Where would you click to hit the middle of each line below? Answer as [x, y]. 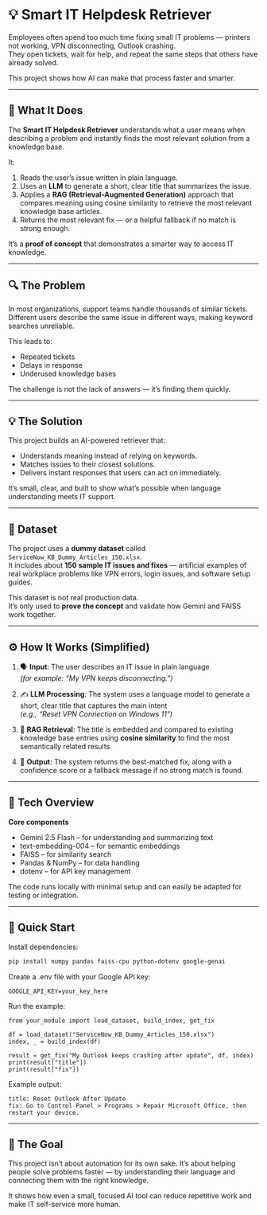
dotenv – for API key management [75, 871]
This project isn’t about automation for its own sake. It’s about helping [122, 1163]
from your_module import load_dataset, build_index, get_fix [112, 1021]
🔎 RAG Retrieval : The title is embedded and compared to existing [126, 729]
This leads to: [31, 341]
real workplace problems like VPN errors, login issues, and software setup [130, 574]
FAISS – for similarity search [66, 854]
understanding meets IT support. [62, 497]
